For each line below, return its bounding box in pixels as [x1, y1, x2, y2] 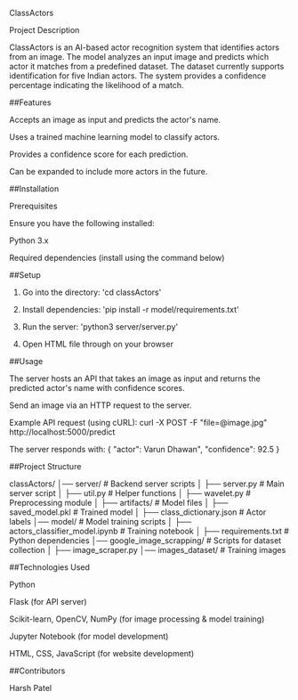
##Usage [9, 356, 44, 366]
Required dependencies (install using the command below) [9, 253, 225, 263]
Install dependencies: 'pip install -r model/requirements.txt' [21, 305, 240, 314]
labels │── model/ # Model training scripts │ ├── [9, 517, 192, 526]
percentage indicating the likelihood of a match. [9, 80, 184, 90]
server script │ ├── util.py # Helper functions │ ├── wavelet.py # [9, 488, 252, 498]
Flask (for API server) [9, 597, 87, 606]
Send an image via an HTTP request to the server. [9, 400, 192, 411]
